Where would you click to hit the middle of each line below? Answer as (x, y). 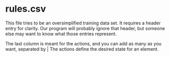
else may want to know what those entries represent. (61, 34)
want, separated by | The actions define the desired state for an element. (82, 49)
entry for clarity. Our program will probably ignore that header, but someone (85, 28)
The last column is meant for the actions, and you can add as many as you (83, 43)
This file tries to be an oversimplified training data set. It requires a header (83, 23)
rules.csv (26, 9)
